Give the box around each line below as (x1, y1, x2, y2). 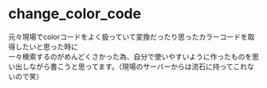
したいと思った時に (14, 41, 78, 52)
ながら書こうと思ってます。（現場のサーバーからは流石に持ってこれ (29, 61, 248, 71)
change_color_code (8, 5, 142, 23)
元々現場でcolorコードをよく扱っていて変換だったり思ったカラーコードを (8, 32, 249, 41)
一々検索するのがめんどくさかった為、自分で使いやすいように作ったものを (8, 52, 253, 61)
